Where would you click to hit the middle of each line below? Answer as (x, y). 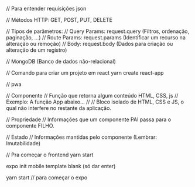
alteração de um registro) (37, 50)
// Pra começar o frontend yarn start (50, 155)
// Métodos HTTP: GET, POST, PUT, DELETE (59, 20)
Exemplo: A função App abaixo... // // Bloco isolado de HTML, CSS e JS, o (95, 102)
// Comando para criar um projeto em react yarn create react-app (85, 73)
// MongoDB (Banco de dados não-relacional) (61, 61)
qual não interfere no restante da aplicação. (59, 108)
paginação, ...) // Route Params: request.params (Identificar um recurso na (96, 37)
